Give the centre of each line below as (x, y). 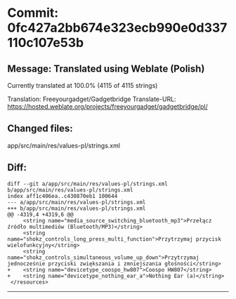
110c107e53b (46, 43)
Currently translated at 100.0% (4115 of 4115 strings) (83, 85)
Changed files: (40, 129)
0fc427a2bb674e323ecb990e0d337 (117, 28)
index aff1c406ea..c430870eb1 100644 (63, 196)
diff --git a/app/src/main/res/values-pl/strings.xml (88, 184)
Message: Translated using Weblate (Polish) (106, 68)
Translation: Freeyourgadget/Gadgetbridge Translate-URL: (92, 99)
